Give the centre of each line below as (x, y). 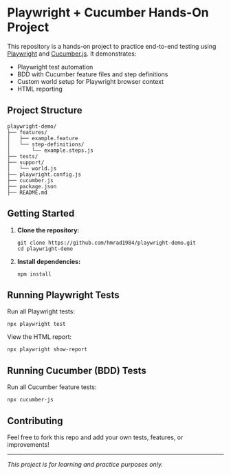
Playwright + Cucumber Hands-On (108, 13)
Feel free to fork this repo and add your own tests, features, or (95, 437)
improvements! (28, 444)
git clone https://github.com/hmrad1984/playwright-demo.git (107, 243)
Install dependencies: (49, 261)
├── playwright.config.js (44, 174)
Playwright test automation (55, 67)
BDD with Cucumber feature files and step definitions (92, 74)
